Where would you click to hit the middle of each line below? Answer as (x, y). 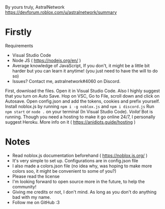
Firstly (18, 32)
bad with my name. (31, 197)
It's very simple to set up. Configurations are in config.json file (75, 160)
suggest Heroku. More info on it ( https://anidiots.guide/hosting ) (70, 122)
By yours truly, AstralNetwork (35, 7)
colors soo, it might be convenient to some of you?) (64, 171)
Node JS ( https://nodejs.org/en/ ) (46, 60)
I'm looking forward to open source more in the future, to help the (78, 182)
